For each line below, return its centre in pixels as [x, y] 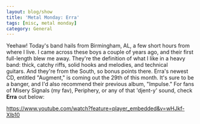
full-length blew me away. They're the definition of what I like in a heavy [96, 58]
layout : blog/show [29, 12]
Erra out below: [25, 97]
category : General [29, 29]
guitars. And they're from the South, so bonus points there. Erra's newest [97, 71]
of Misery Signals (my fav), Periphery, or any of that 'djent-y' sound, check [99, 90]
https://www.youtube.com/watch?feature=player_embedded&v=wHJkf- [95, 108]
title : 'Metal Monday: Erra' [43, 17]
